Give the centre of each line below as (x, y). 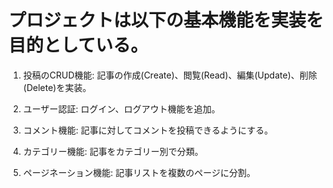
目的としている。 (78, 45)
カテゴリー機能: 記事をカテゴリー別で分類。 (113, 151)
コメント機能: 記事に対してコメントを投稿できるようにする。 (148, 130)
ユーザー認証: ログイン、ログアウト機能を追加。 (121, 108)
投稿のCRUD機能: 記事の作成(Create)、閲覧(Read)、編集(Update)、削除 (170, 75)
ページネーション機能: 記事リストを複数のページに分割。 (139, 172)
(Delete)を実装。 (57, 87)
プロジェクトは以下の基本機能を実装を (166, 20)
